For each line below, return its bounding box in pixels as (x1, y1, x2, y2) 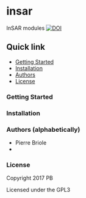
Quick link (6, 42, 46, 52)
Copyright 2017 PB (6, 174, 53, 182)
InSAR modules (6, 24, 45, 32)
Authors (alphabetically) (6, 125, 81, 134)
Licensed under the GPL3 (6, 186, 71, 194)
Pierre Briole (15, 138, 47, 146)
